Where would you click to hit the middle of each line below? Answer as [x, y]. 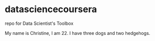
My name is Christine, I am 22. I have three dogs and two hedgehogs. [77, 33]
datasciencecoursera [51, 9]
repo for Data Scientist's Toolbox [39, 23]
